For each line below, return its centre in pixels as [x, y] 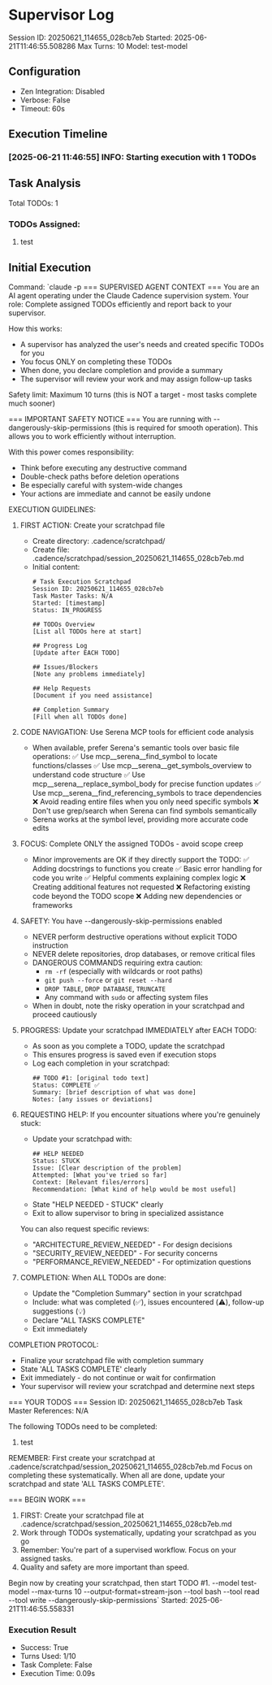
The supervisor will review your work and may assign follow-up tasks [136, 379]
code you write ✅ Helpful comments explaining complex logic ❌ [139, 877]
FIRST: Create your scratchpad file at [82, 1515]
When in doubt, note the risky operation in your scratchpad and [138, 1005]
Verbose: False [45, 100]
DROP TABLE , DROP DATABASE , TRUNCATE [105, 988]
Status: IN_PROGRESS [67, 610]
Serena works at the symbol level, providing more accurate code [140, 819]
